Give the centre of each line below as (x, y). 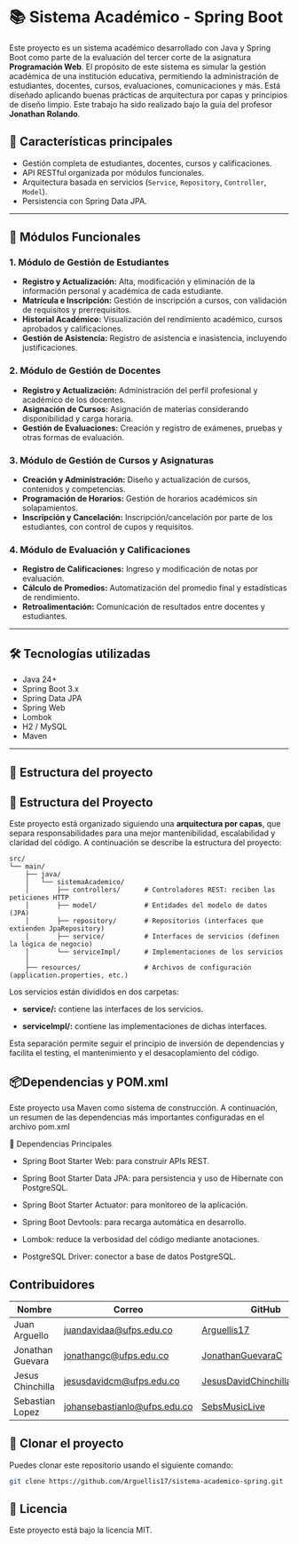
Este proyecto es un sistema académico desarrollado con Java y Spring (140, 48)
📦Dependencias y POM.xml (89, 1082)
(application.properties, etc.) (69, 976)
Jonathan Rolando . (45, 114)
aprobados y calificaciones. (73, 329)
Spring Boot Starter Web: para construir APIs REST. (116, 1161)
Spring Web (43, 708)
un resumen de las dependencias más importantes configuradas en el (137, 1117)
